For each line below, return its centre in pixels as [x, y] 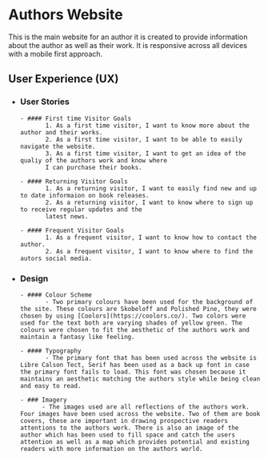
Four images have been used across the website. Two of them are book [140, 413]
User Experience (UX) [64, 79]
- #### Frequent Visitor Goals [72, 230]
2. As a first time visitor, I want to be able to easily [144, 139]
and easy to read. [50, 385]
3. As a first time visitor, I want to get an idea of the [146, 154]
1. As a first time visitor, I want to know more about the [147, 126]
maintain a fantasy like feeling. [77, 337]
